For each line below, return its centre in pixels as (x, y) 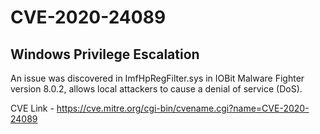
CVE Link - (32, 108)
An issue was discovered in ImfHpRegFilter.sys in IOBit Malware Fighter (157, 78)
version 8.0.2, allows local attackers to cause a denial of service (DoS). (156, 89)
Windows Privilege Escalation (105, 54)
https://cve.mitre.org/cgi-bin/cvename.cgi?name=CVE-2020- (183, 108)
